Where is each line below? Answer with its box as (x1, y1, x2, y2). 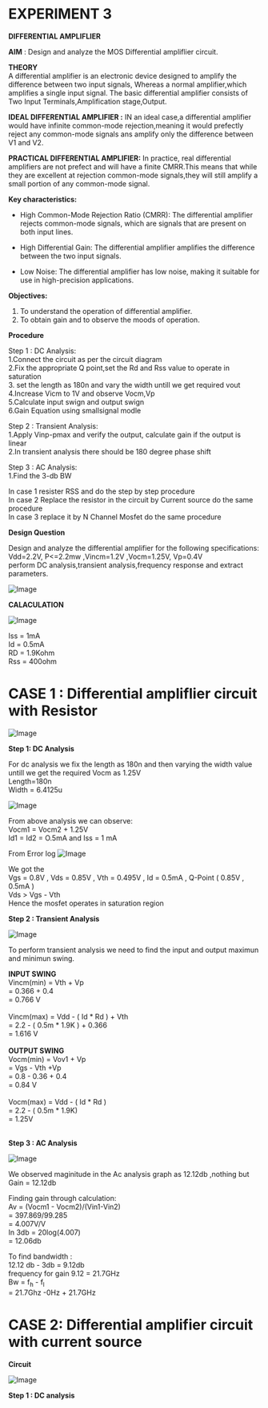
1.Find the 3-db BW (8, 470, 72, 480)
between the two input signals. (19, 250, 122, 261)
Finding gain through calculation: (8, 1193, 117, 1202)
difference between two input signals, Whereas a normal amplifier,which (8, 79, 247, 89)
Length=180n (8, 776, 52, 786)
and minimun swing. (8, 953, 74, 963)
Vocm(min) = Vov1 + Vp (8, 1054, 86, 1064)
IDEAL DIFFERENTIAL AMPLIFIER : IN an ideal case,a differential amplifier (8, 112, 252, 121)
